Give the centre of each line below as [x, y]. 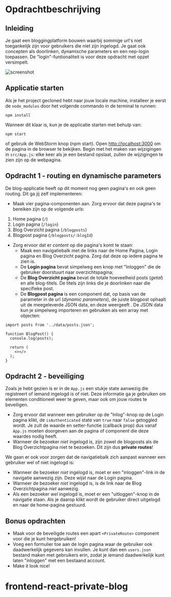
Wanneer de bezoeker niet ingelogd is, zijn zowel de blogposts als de [86, 442]
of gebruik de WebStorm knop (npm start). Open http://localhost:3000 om [83, 144]
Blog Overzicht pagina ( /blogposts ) [50, 230]
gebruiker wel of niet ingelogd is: [40, 463]
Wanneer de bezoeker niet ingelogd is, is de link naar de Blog [77, 483]
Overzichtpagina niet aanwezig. [46, 489]
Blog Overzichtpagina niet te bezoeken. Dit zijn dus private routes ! [83, 447]
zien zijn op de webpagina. [34, 160]
